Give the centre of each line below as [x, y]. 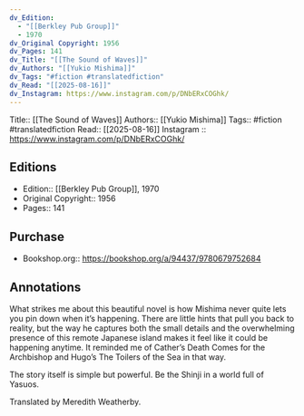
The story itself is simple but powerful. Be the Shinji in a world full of [137, 374]
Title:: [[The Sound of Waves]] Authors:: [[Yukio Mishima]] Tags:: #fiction [146, 120]
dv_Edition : [32, 18]
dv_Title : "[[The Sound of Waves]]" [78, 60]
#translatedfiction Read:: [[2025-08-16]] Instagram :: [108, 129]
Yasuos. [24, 384]
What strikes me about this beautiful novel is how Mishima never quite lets [148, 308]
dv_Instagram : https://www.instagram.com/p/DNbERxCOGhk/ [119, 93]
